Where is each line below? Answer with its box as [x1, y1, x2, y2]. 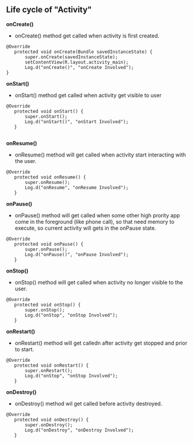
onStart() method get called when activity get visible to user [14, 92, 162, 99]
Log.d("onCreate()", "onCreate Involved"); [24, 64, 134, 70]
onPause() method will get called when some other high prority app [14, 211, 180, 219]
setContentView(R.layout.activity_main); [24, 59, 129, 65]
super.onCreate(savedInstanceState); [24, 54, 118, 60]
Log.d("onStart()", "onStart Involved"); [24, 118, 129, 124]
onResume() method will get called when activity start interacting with [14, 151, 186, 158]
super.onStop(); [24, 307, 65, 313]
